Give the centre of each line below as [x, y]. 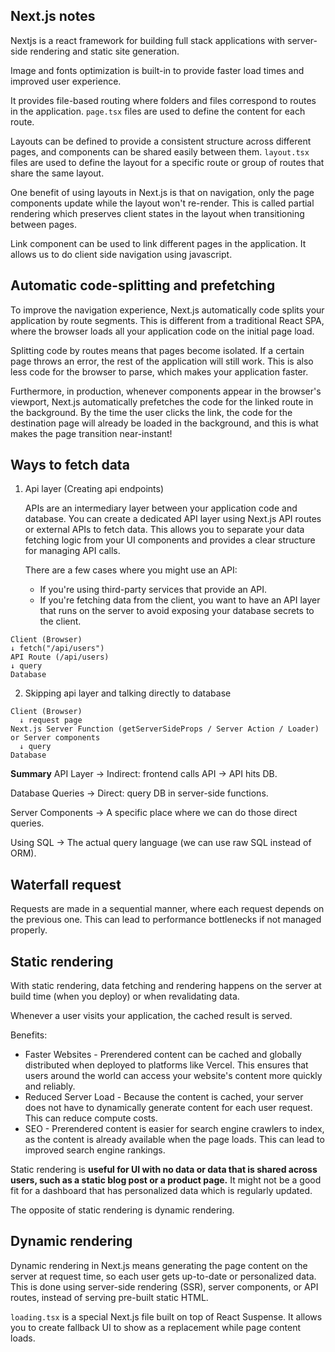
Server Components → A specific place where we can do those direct [154, 813]
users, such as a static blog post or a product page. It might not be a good [166, 1180]
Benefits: [29, 1035]
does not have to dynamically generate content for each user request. [168, 1108]
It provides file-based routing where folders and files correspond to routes [163, 100]
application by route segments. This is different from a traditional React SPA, [167, 320]
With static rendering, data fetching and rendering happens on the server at [166, 986]
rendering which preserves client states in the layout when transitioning [157, 213]
